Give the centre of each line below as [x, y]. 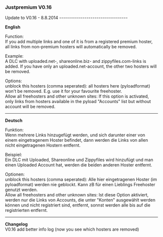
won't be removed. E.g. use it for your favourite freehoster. [64, 91]
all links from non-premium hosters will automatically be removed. [71, 47]
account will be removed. [30, 107]
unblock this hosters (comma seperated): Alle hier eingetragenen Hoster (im [81, 179]
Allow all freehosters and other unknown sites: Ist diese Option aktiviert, [77, 195]
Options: [14, 81]
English [13, 27]
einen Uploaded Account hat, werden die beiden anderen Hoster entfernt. [79, 165]
